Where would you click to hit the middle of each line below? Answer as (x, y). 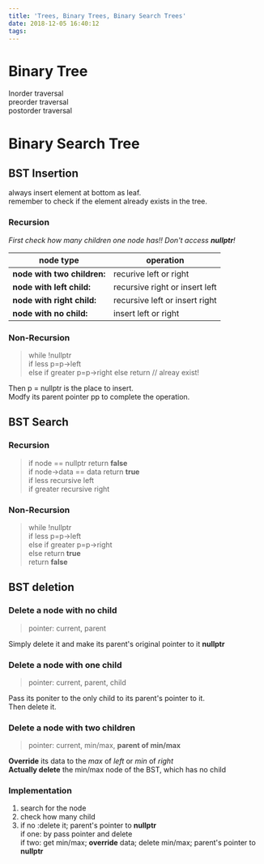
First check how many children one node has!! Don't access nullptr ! (122, 240)
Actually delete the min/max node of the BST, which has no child (117, 770)
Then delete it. (32, 707)
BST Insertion (44, 173)
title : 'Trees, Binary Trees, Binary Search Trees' (97, 16)
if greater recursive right (69, 489)
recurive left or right (151, 274)
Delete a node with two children (72, 728)
